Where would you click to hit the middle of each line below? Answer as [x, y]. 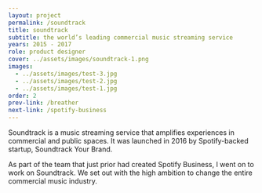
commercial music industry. [53, 181]
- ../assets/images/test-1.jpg [66, 88]
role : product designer [47, 52]
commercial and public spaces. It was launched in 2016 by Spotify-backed [128, 141]
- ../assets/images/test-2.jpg [66, 81]
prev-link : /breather [44, 103]
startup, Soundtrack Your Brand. [60, 149]
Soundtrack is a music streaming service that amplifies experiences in [122, 133]
